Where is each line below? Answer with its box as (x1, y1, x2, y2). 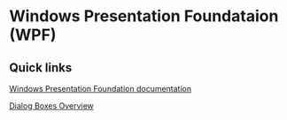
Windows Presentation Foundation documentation (9, 84, 192, 94)
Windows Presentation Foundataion (9, 6, 279, 26)
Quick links (9, 60, 73, 75)
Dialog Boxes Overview (9, 101, 95, 111)
